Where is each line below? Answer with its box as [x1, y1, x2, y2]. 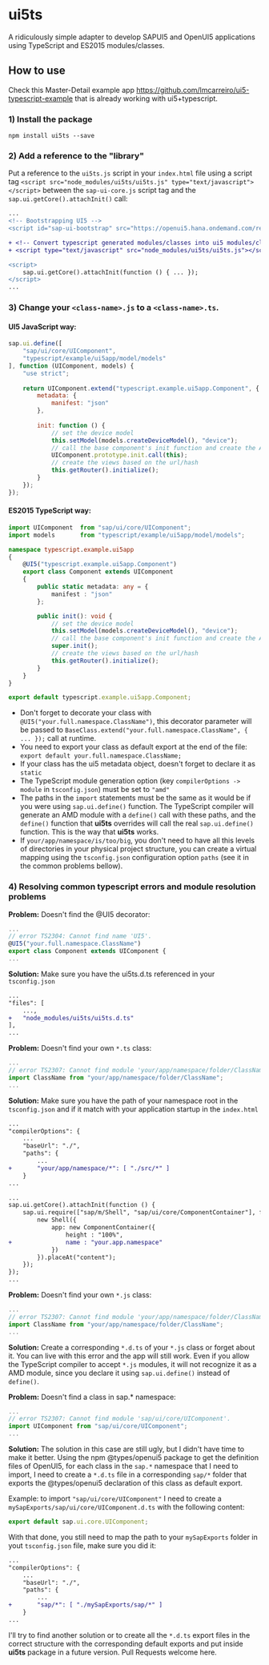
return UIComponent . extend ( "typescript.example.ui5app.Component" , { [22, 384, 260, 392]
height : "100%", [65, 1231, 124, 1239]
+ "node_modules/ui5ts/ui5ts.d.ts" [8, 1014, 134, 1022]
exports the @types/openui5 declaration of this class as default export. [8, 1478, 243, 1488]
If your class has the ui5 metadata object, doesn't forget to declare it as [19, 759, 256, 769]
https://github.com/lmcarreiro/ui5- [135, 85, 250, 95]
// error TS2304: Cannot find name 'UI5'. [8, 932, 152, 940]
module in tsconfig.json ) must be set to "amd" [19, 785, 171, 794]
